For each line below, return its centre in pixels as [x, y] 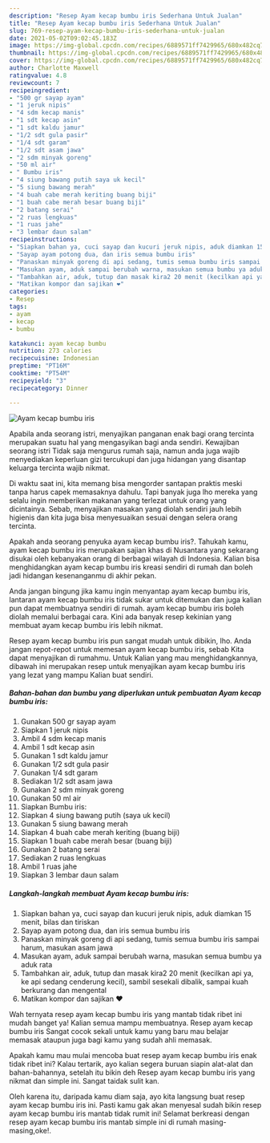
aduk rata [36, 965]
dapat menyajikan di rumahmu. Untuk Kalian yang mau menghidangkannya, [134, 658]
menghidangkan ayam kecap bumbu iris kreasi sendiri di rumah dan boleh [131, 567]
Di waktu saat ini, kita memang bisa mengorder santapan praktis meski [126, 483]
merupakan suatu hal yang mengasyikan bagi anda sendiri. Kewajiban [124, 442]
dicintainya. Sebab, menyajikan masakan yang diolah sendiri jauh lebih [125, 509]
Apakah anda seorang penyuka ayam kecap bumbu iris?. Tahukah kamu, [129, 541]
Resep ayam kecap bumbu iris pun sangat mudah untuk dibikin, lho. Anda [130, 640]
